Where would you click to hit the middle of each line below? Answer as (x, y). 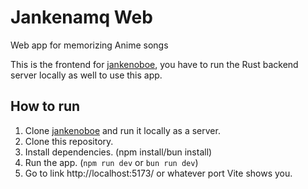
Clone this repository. (69, 141)
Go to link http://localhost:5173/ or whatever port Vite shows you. (158, 173)
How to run (45, 106)
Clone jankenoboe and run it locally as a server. (122, 130)
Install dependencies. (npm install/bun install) (118, 152)
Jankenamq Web (81, 17)
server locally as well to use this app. (86, 75)
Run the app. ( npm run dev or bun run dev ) (111, 162)
